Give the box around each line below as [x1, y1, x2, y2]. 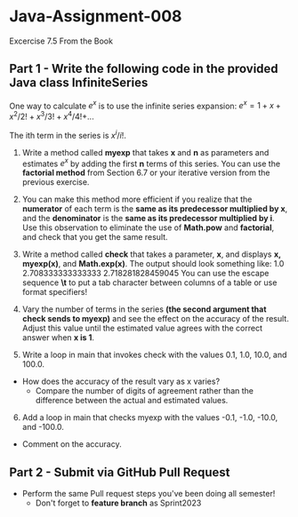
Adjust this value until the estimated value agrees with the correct [21, 322, 263, 334]
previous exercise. [21, 177, 90, 187]
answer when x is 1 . [21, 332, 95, 343]
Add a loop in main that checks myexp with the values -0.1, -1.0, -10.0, [21, 412, 278, 423]
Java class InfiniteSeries [9, 76, 149, 91]
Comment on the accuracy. [21, 439, 122, 449]
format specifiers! [21, 287, 88, 298]
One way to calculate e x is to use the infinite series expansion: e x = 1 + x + [9, 99, 282, 111]
